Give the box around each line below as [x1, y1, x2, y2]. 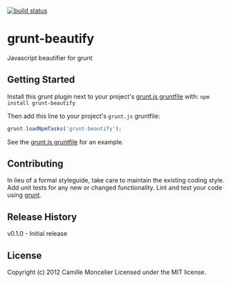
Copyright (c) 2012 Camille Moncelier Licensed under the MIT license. [7, 268, 207, 277]
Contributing [7, 158, 64, 170]
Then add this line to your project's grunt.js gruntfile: [7, 112, 160, 120]
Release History [7, 211, 77, 223]
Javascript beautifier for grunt [7, 53, 93, 62]
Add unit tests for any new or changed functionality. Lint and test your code [7, 184, 223, 192]
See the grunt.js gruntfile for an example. [7, 137, 124, 146]
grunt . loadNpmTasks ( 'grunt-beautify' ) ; [7, 125, 122, 132]
